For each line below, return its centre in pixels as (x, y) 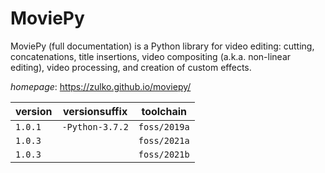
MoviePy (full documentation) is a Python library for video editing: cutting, (162, 46)
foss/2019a (164, 126)
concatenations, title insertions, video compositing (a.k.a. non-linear (151, 56)
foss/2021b (164, 154)
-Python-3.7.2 (95, 126)
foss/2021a (164, 140)
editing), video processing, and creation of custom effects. (131, 67)
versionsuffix (95, 111)
